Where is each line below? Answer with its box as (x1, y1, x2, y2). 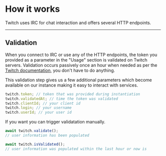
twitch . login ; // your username (5, 105, 72, 110)
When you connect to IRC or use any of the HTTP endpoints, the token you (5, 52, 158, 58)
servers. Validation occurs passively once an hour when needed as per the (5, 62, 158, 68)
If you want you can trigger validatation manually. (5, 119, 106, 125)
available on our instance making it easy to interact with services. (5, 82, 138, 88)
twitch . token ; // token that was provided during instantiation (5, 92, 140, 96)
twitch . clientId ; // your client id (5, 101, 81, 106)
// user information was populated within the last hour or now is (5, 146, 147, 151)
